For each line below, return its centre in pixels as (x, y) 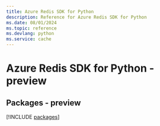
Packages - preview (44, 103)
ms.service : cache (29, 39)
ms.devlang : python (30, 34)
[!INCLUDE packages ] (33, 117)
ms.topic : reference (32, 28)
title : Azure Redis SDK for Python (50, 12)
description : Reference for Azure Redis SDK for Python (76, 17)
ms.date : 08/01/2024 (32, 22)
